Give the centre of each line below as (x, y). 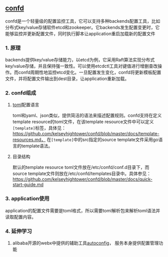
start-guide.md (28, 185)
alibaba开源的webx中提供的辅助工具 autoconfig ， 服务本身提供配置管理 (86, 243)
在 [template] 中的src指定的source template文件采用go (103, 140)
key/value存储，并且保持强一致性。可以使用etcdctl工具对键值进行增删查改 (81, 66)
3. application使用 (27, 199)
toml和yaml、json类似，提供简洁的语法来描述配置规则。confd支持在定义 (87, 116)
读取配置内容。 (21, 217)
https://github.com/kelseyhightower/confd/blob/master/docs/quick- (82, 179)
